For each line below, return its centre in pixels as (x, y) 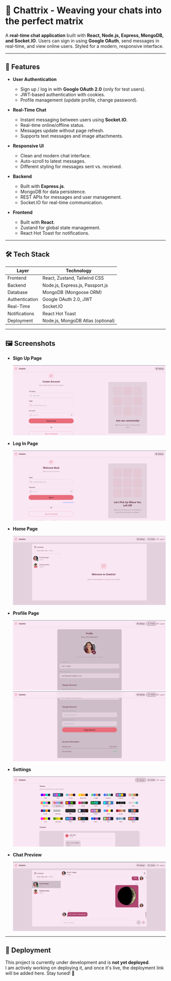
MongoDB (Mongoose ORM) (72, 292)
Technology (79, 271)
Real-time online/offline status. (52, 125)
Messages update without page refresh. (62, 130)
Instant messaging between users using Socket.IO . (74, 120)
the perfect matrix (45, 21)
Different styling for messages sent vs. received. (71, 166)
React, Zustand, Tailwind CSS (73, 278)
